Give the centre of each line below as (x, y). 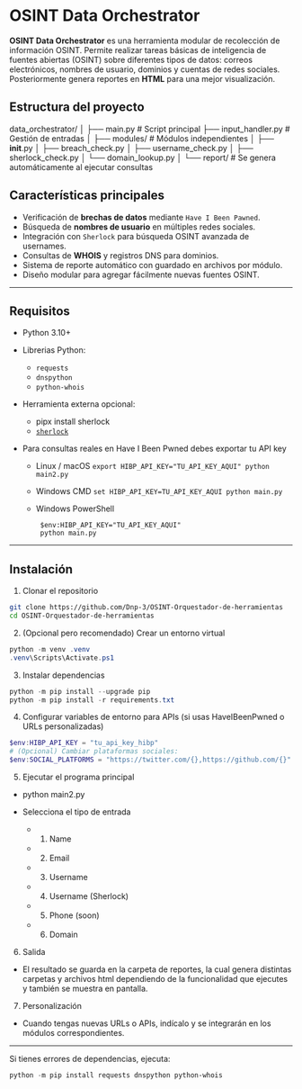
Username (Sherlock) (89, 896)
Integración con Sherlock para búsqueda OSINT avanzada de (136, 236)
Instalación (41, 569)
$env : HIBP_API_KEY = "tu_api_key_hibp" (84, 743)
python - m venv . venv (50, 649)
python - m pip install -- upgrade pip (80, 691)
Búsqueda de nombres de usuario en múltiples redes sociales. (139, 227)
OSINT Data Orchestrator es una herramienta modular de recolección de (145, 40)
